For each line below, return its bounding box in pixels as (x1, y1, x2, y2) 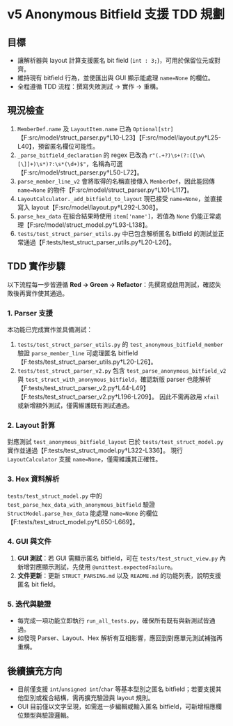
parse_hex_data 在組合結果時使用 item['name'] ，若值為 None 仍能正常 (17, 212, 216, 220)
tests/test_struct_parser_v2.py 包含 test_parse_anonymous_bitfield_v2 (17, 366, 227, 374)
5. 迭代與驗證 (7, 599, 51, 609)
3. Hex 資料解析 (7, 474, 60, 484)
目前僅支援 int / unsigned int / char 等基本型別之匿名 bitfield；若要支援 (17, 685, 216, 693)
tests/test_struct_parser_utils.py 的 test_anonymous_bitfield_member (17, 340, 224, 348)
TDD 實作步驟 (7, 260, 66, 272)
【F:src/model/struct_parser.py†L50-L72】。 (17, 168, 144, 177)
